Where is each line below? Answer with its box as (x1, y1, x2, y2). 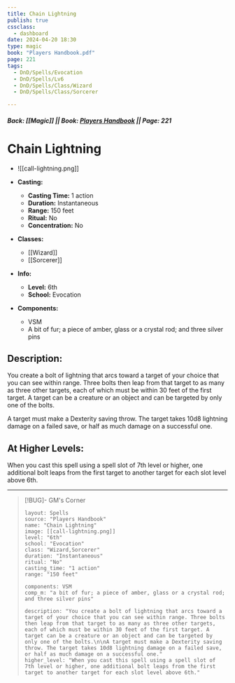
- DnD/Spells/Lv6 (13, 75, 64, 83)
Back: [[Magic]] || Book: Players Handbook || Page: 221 (7, 116, 172, 125)
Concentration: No (27, 221, 84, 229)
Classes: (17, 234, 44, 243)
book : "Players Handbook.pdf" (7, 50, 96, 57)
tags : (7, 62, 23, 69)
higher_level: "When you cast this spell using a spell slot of (24, 657, 216, 664)
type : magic (7, 43, 42, 50)
